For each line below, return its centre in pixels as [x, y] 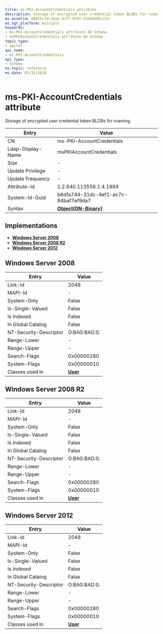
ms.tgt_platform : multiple [32, 23]
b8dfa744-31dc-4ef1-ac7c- [92, 194]
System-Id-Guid [27, 198]
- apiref [14, 46]
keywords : [15, 28]
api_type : [15, 59]
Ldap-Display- [25, 149]
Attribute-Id [21, 186]
